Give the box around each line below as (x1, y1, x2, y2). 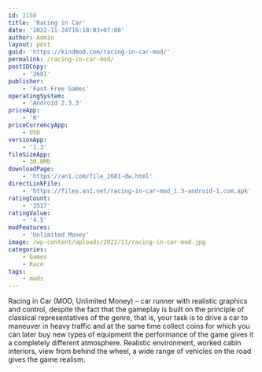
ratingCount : (8, 194, 51, 202)
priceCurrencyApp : (8, 121, 68, 129)
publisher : (8, 77, 44, 85)
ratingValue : (8, 209, 51, 217)
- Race (22, 260, 44, 268)
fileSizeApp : (8, 150, 51, 158)
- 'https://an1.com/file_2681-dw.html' (22, 172, 153, 181)
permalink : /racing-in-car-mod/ (8, 56, 114, 64)
